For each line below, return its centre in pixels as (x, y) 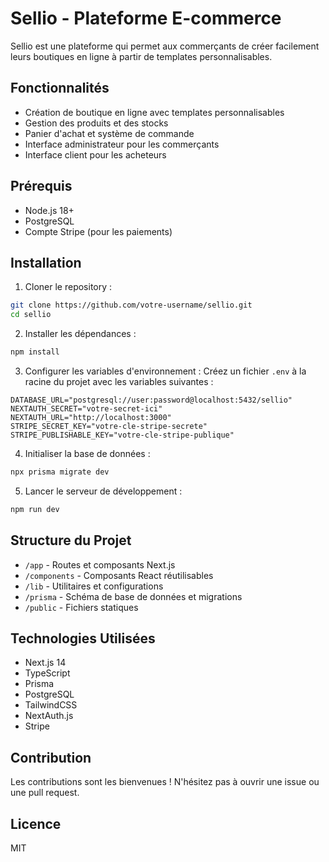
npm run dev (35, 509)
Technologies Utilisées (83, 638)
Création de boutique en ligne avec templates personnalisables (154, 112)
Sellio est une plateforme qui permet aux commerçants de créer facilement (165, 46)
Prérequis (41, 186)
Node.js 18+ (49, 210)
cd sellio (31, 315)
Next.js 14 (45, 663)
